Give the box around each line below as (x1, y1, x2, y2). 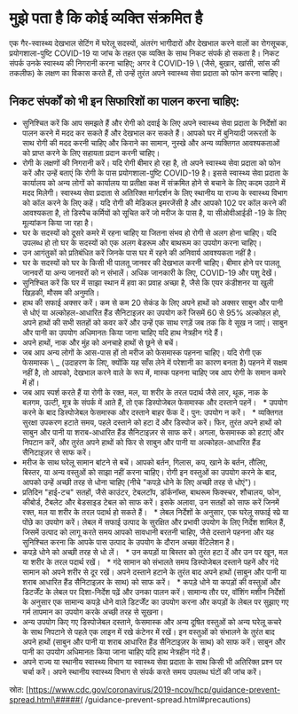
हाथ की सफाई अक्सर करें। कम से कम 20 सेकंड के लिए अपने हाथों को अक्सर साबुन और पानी (21, 297, 284, 308)
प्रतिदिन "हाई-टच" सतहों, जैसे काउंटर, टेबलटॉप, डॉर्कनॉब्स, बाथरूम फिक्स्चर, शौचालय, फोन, (21, 487, 282, 498)
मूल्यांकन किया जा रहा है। (21, 217, 94, 228)
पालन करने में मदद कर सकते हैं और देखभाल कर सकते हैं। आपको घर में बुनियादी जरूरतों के (21, 128, 277, 138)
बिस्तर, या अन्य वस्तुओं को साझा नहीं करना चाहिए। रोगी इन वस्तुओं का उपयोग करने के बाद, (21, 467, 278, 477)
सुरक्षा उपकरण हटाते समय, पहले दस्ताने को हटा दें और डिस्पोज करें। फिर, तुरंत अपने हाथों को (21, 417, 282, 428)
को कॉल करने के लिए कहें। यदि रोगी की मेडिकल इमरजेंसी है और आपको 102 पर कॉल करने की (21, 197, 286, 208)
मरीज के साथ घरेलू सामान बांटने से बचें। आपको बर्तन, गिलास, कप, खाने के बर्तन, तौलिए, (21, 457, 268, 467)
